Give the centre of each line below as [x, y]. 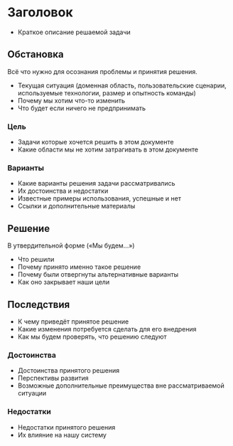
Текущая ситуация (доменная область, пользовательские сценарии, [122, 85]
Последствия [39, 304]
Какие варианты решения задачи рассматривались [96, 184]
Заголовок [40, 12]
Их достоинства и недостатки [63, 191]
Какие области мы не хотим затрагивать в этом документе [108, 149]
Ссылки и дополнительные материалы [76, 206]
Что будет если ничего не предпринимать [82, 108]
